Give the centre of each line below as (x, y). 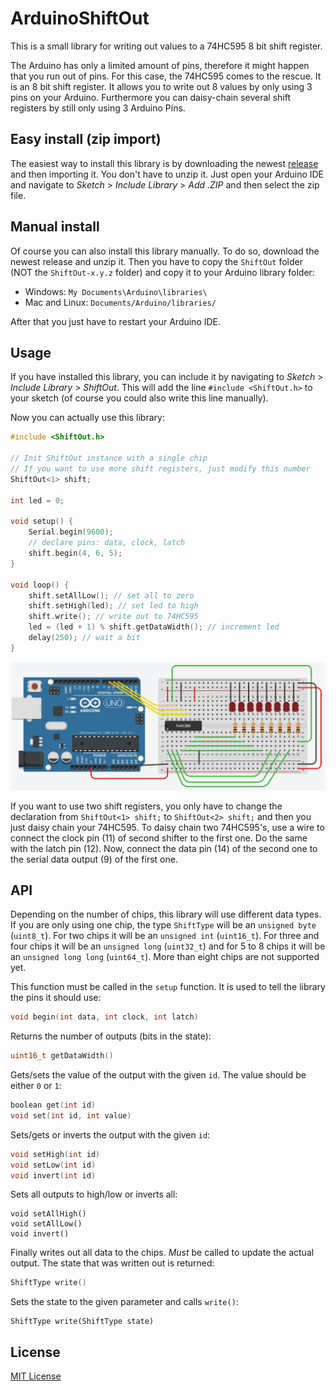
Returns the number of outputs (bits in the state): (111, 1036)
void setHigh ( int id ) (55, 1154)
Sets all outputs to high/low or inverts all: (94, 1194)
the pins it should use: (56, 998)
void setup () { (42, 522)
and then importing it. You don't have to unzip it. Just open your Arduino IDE (167, 174)
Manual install (55, 227)
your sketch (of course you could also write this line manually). (139, 398)
